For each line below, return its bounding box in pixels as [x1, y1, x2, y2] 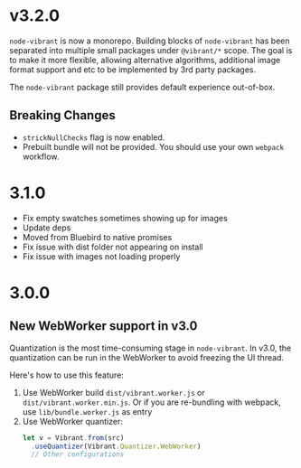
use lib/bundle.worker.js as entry [22, 406, 153, 417]
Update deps [22, 222, 71, 233]
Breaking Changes [9, 108, 116, 123]
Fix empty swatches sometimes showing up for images [22, 212, 228, 223]
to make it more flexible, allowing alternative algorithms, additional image [9, 54, 281, 65]
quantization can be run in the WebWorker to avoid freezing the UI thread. [9, 351, 285, 362]
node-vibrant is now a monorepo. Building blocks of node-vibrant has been [9, 35, 290, 46]
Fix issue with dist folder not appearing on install [22, 241, 203, 252]
